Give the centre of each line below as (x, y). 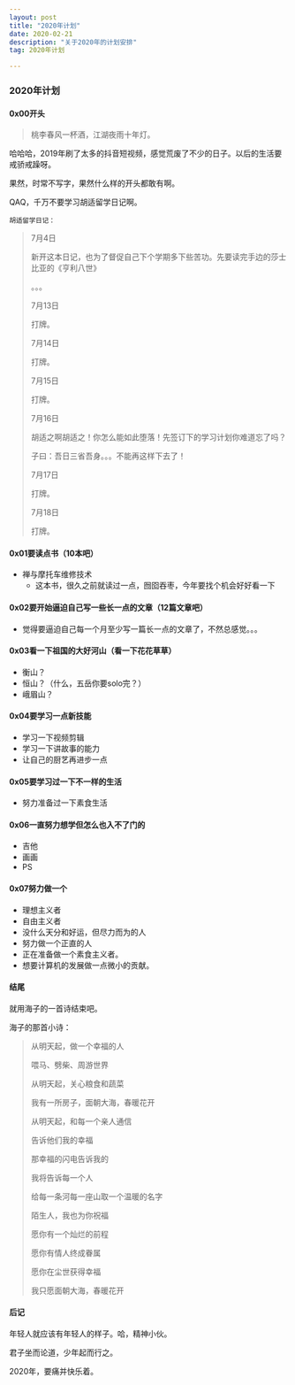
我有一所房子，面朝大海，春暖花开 (93, 1102)
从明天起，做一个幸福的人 (77, 1046)
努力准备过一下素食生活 (64, 803)
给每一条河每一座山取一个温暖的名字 (97, 1196)
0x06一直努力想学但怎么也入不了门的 (77, 825)
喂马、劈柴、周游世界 (69, 1065)
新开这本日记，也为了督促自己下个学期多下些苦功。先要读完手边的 (151, 257)
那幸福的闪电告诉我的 (69, 1158)
